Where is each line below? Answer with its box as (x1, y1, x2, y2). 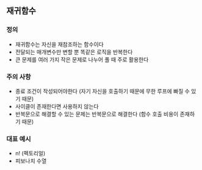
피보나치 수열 (15, 157, 47, 165)
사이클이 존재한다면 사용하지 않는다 (15, 102, 99, 110)
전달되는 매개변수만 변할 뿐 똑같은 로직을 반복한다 (15, 48, 133, 55)
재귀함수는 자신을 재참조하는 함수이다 (15, 40, 104, 48)
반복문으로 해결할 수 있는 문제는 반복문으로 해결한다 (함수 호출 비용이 (15, 110, 179, 118)
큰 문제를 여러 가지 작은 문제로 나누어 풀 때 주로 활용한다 (15, 55, 149, 63)
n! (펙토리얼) (15, 150, 46, 157)
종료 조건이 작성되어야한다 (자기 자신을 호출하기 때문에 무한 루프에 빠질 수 (15, 87, 190, 94)
